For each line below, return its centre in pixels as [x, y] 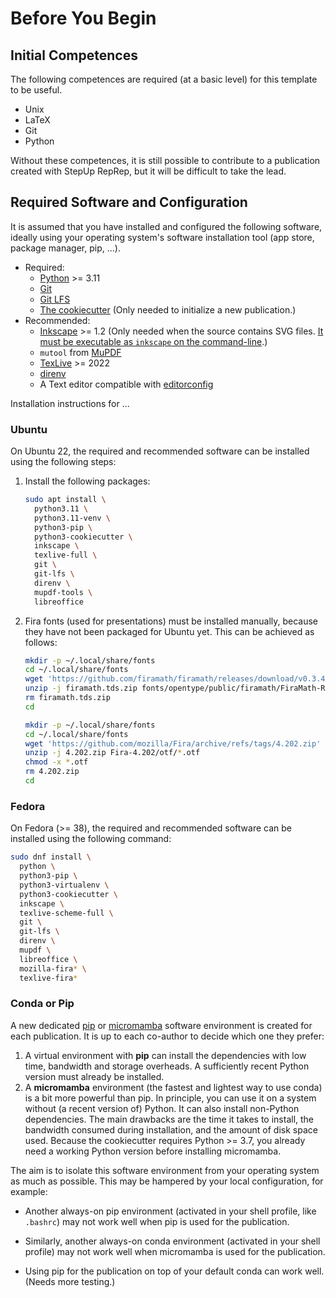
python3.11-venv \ [72, 518]
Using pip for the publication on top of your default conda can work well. [174, 1271]
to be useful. [36, 90]
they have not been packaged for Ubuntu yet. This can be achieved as [169, 631]
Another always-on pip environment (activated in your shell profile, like [170, 1211]
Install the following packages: [87, 481]
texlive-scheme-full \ [66, 913]
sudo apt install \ [65, 500]
